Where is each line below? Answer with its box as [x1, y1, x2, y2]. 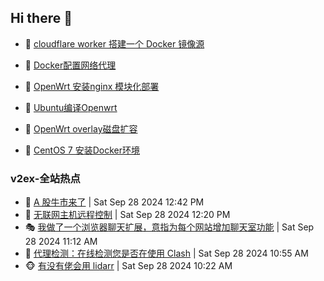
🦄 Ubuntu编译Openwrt [24, 101, 118, 113]
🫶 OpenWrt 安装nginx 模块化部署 [24, 80, 160, 92]
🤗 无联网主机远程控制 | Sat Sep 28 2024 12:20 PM [24, 209, 231, 221]
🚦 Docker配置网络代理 [24, 59, 117, 71]
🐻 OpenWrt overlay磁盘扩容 [24, 122, 138, 135]
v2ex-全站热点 [10, 171, 81, 185]
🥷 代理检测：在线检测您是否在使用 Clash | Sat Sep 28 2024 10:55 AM [24, 247, 309, 260]
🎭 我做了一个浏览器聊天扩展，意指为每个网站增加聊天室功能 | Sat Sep [24, 221, 315, 233]
